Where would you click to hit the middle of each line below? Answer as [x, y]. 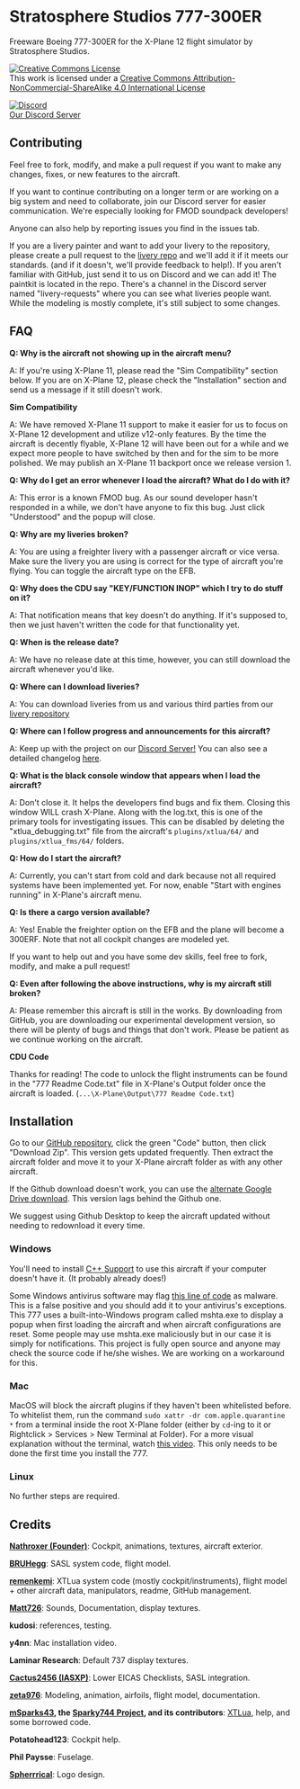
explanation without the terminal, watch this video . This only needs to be [144, 1443]
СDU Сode [29, 1056]
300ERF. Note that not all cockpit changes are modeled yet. [119, 939]
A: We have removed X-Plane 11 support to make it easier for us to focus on [149, 424]
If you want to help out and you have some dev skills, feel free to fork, [138, 957]
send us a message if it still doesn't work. [86, 390]
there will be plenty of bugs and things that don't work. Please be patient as [150, 1029]
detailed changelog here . [55, 758]
